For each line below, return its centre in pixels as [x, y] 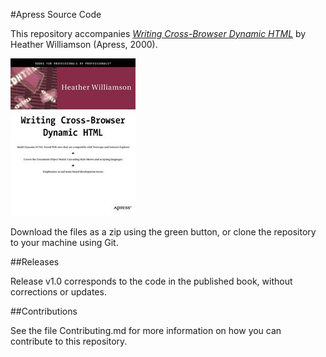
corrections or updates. [58, 292]
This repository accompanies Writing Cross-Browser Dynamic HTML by [158, 33]
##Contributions [44, 311]
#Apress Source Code [56, 14]
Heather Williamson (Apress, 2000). [84, 44]
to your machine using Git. [64, 242]
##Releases [35, 262]
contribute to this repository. [69, 341]
